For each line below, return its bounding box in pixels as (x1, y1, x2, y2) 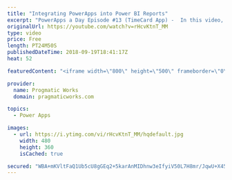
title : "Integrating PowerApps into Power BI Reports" (7, 10, 168, 17)
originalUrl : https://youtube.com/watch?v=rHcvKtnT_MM (7, 23, 168, 30)
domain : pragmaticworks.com (13, 93, 95, 100)
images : (7, 125, 30, 132)
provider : (7, 80, 36, 87)
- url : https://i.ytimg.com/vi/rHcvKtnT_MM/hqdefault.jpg (13, 131, 184, 138)
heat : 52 (7, 55, 32, 62)
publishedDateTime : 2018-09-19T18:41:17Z (7, 49, 128, 56)
